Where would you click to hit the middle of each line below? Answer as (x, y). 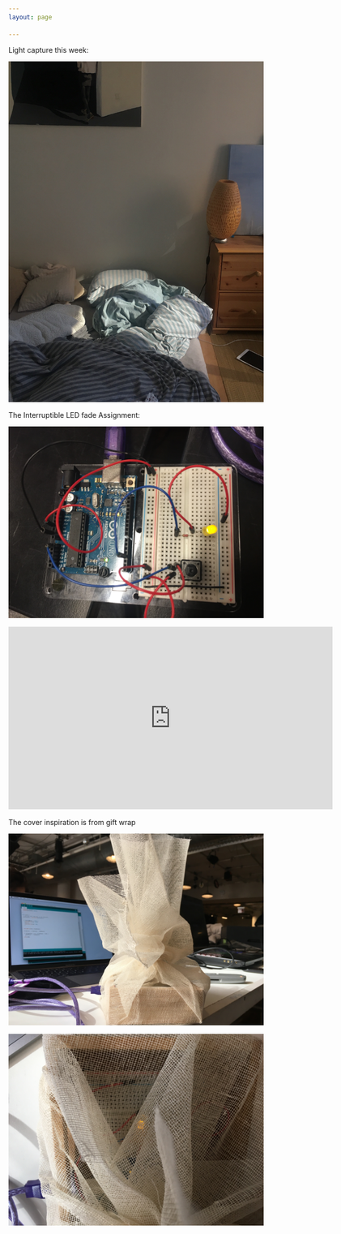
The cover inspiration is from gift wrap (72, 822)
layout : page (30, 17)
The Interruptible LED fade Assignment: (74, 415)
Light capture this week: (49, 49)
